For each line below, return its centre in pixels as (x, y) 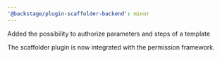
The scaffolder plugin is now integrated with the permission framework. (111, 47)
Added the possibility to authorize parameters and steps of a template (109, 34)
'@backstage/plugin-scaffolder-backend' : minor (79, 14)
